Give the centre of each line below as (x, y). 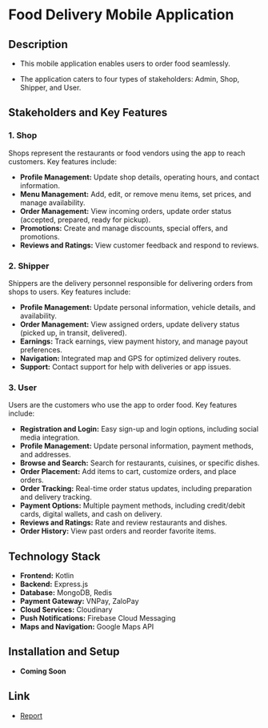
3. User (23, 388)
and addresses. (46, 455)
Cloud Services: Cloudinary (66, 609)
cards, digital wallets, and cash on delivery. (91, 514)
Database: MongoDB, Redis (66, 593)
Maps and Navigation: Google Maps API (87, 627)
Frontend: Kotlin (47, 576)
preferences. (41, 349)
